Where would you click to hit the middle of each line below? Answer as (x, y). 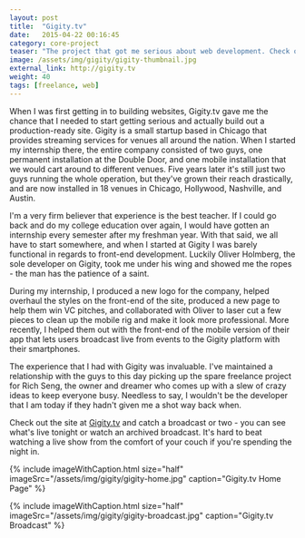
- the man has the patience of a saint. (79, 273)
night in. (25, 451)
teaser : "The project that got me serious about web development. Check (150, 52)
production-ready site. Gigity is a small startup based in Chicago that (138, 130)
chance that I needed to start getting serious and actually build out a (137, 121)
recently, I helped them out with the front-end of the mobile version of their (150, 329)
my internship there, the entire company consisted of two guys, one (136, 150)
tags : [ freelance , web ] (54, 85)
